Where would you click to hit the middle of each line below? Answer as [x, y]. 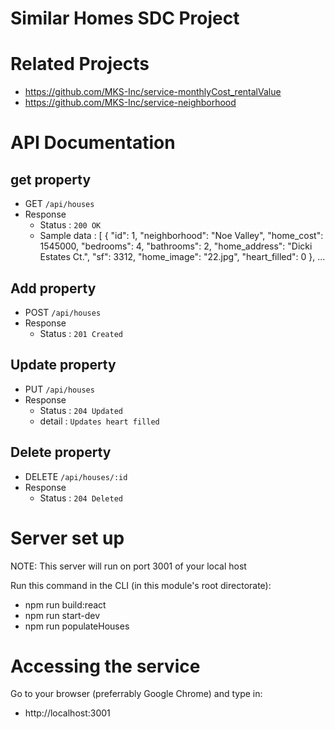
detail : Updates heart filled [99, 421]
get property [51, 179]
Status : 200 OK [70, 225]
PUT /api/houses [59, 389]
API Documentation [93, 143]
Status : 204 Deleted [81, 498]
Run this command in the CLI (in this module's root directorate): [141, 585]
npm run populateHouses [77, 626]
